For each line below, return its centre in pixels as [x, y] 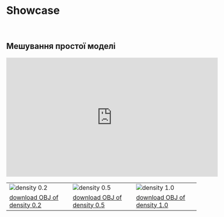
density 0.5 [89, 205]
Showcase [33, 11]
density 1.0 [152, 205]
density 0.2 [25, 205]
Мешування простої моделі [61, 46]
